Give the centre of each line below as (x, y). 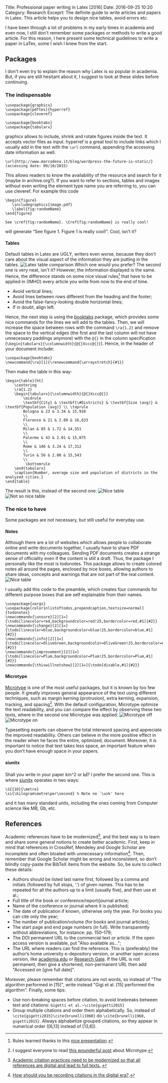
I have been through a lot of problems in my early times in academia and (79, 28)
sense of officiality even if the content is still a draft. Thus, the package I (79, 559)
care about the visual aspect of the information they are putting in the (77, 259)
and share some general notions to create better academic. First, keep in (80, 842)
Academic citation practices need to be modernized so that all (76, 1060)
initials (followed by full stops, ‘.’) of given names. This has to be (78, 884)
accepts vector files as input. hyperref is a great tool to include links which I (83, 142)
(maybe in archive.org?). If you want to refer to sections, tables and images (82, 181)
